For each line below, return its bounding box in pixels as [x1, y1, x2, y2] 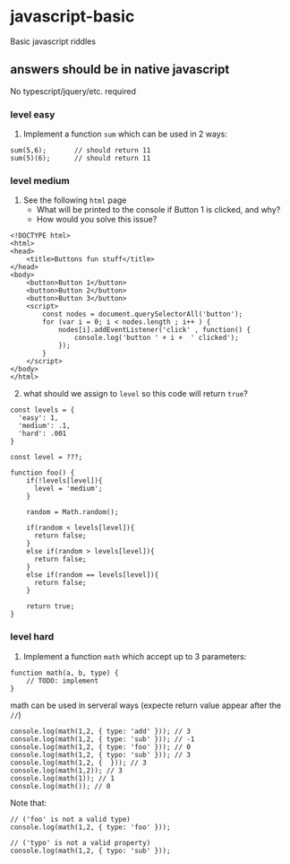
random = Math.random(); [26, 508, 119, 517]
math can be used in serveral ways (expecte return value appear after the [10, 700, 281, 711]
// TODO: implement [26, 676, 99, 685]
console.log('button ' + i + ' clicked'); [73, 334, 240, 343]
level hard [10, 631, 55, 643]
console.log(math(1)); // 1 [10, 773, 115, 782]
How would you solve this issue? [36, 214, 158, 225]
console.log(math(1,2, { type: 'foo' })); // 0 [10, 742, 192, 751]
